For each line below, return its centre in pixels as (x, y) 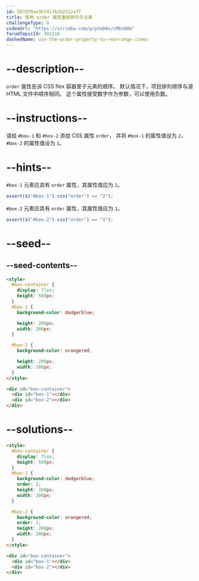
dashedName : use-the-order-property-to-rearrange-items (77, 39)
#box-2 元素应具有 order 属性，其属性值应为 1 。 (65, 208)
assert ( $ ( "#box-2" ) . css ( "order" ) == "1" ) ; (60, 219)
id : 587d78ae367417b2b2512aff (44, 12)
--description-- (45, 69)
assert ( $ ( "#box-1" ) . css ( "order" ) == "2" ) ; (60, 196)
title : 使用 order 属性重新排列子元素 (50, 17)
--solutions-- (40, 430)
